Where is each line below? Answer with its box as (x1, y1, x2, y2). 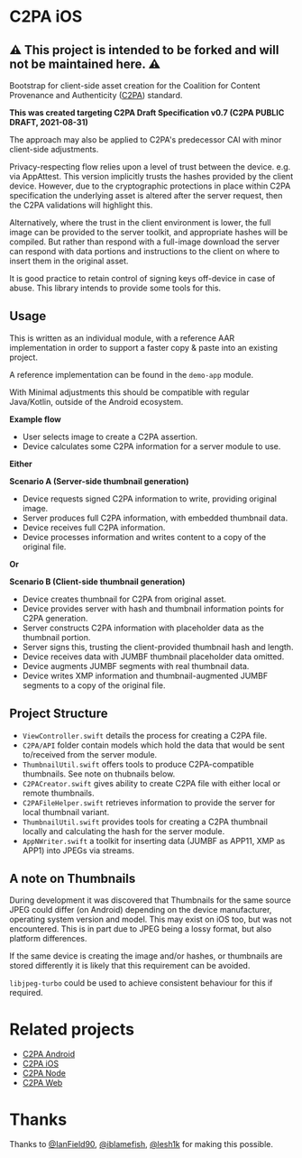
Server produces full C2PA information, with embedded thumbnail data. (22, 512, 288, 523)
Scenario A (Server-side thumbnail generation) (9, 475, 189, 486)
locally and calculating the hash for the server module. (22, 825, 225, 836)
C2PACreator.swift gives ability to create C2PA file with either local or (22, 777, 281, 788)
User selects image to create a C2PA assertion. (22, 431, 198, 442)
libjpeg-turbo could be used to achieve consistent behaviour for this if (9, 978, 273, 988)
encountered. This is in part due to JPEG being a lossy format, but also (9, 924, 272, 934)
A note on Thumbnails (9, 871, 136, 887)
